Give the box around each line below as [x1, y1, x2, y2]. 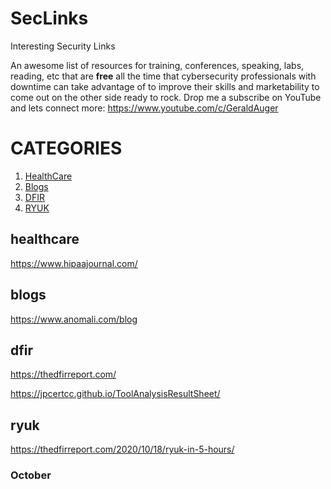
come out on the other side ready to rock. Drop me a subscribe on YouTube [10, 91, 322, 103]
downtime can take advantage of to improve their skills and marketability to [10, 80, 320, 92]
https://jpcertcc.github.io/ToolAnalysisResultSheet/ [10, 388, 221, 400]
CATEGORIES [10, 137, 123, 160]
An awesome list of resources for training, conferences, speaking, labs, [10, 59, 305, 71]
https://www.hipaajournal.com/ [10, 257, 138, 269]
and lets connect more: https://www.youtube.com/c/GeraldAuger [10, 102, 279, 114]
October [10, 468, 52, 482]
